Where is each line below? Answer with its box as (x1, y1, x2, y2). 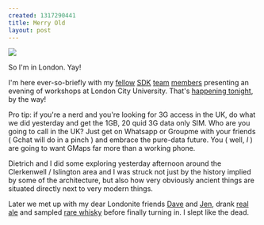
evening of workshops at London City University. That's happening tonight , (8, 86, 254, 96)
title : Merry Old (8, 19, 66, 27)
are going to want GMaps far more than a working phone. (8, 144, 196, 153)
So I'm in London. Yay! (8, 62, 82, 72)
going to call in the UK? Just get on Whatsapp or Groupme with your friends (8, 127, 256, 137)
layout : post (8, 26, 52, 34)
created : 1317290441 (8, 11, 77, 20)
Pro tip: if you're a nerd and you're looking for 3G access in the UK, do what (8, 110, 256, 119)
